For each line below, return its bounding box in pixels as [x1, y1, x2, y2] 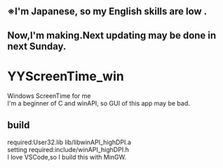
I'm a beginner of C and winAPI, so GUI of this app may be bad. [7, 99, 191, 107]
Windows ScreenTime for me [7, 91, 91, 100]
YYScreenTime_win [7, 68, 124, 84]
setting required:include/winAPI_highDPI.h [7, 145, 130, 153]
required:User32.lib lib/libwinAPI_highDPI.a [7, 138, 132, 146]
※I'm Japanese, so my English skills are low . [7, 6, 208, 17]
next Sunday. [7, 40, 67, 52]
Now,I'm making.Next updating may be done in [7, 29, 217, 41]
